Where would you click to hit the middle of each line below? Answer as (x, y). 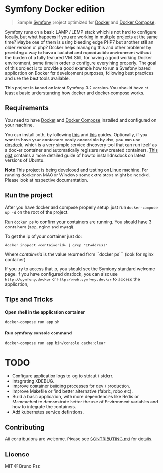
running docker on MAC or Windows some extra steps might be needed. (78, 175)
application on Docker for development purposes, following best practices (80, 73)
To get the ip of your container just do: (44, 236)
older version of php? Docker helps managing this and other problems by (78, 47)
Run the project (29, 195)
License (17, 454)
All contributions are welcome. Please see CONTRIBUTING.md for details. (79, 439)
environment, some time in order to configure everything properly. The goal (81, 63)
